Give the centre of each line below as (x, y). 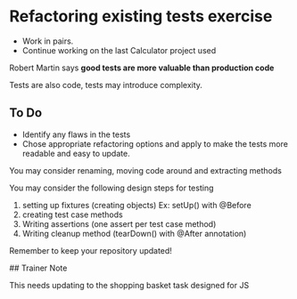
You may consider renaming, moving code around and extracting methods (146, 170)
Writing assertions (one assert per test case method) (119, 223)
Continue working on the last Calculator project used (119, 50)
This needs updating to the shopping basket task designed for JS (129, 285)
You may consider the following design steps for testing (111, 188)
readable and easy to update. (76, 153)
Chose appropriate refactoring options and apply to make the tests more (155, 143)
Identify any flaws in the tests (76, 134)
